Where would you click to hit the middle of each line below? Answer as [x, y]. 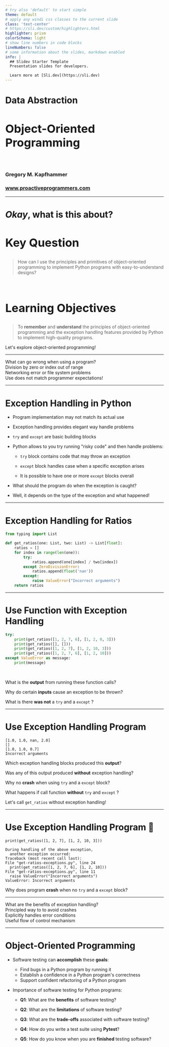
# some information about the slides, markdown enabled [65, 52]
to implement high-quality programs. [56, 338]
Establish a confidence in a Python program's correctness [80, 975]
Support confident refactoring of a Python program [73, 980]
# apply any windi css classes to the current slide [62, 19]
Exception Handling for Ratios [69, 520]
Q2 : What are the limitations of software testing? [71, 1009]
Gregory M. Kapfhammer [36, 175]
